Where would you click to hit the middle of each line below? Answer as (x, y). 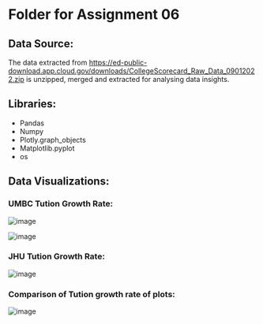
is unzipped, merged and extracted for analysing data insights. (128, 79)
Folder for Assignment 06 (94, 15)
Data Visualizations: (59, 182)
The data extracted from (48, 62)
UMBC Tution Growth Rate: (60, 204)
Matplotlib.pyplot (47, 148)
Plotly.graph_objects (53, 140)
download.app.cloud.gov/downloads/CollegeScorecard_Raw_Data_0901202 (131, 71)
